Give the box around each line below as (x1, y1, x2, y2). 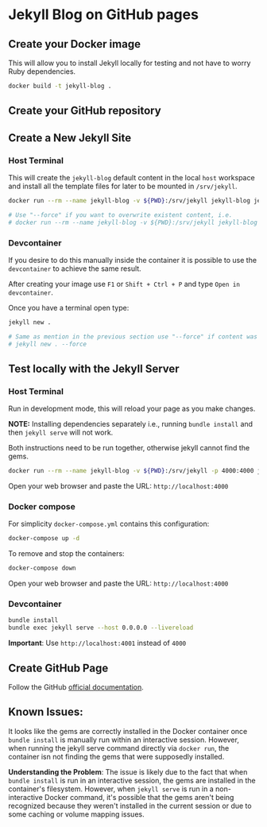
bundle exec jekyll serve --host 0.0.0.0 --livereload (8, 624, 194, 632)
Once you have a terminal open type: (8, 303, 130, 312)
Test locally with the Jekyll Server (8, 361, 180, 375)
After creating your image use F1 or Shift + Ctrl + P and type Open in (8, 279, 241, 288)
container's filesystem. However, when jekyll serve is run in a (8, 784, 215, 794)
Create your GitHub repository (8, 104, 161, 118)
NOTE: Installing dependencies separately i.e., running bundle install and (8, 419, 253, 429)
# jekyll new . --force (8, 340, 87, 348)
